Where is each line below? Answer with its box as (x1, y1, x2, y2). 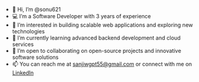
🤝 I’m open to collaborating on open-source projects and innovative (12, 47, 181, 54)
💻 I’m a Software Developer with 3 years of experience (12, 13, 151, 19)
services (12, 41, 34, 48)
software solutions (12, 53, 59, 61)
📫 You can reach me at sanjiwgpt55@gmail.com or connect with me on (12, 61, 192, 67)
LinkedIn (12, 69, 34, 76)
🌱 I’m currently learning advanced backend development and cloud (12, 34, 181, 41)
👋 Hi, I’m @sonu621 (12, 6, 61, 13)
